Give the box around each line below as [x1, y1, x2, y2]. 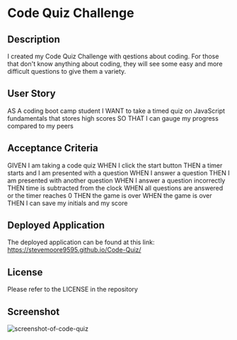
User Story [7, 87, 56, 100]
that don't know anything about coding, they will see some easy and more [7, 60, 223, 68]
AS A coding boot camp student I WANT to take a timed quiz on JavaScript [7, 106, 225, 115]
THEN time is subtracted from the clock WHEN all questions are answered [7, 183, 224, 192]
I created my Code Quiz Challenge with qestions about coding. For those [7, 52, 219, 60]
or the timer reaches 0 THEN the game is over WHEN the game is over [7, 191, 212, 199]
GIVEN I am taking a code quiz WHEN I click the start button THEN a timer [7, 161, 223, 170]
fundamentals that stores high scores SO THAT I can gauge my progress [7, 114, 219, 122]
